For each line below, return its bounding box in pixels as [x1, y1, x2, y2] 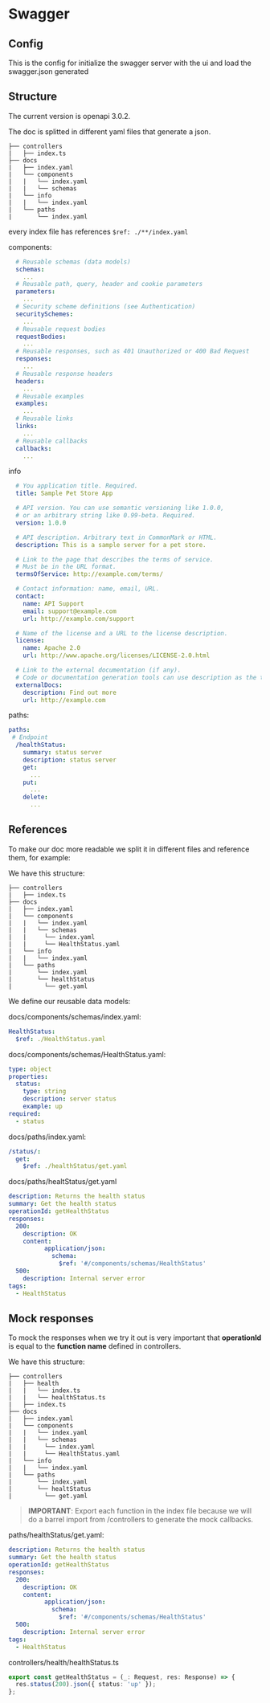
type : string [22, 1088, 67, 1096]
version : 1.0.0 [15, 519, 67, 527]
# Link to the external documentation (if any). [15, 666, 182, 675]
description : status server [22, 756, 117, 764]
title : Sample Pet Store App [15, 489, 113, 498]
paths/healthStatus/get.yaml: [8, 1530, 104, 1540]
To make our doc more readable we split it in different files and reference [8, 844, 250, 854]
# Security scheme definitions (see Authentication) [15, 303, 196, 311]
